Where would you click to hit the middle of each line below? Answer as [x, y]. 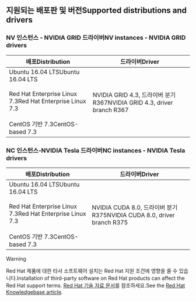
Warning [16, 258]
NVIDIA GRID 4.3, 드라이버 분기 [134, 95]
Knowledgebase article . [34, 292]
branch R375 [110, 222]
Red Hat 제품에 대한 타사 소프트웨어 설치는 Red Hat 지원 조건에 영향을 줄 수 [92, 271]
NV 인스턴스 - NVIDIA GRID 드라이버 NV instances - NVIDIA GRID [96, 38]
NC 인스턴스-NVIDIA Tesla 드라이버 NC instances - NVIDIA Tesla [96, 150]
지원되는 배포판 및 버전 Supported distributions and [97, 11]
